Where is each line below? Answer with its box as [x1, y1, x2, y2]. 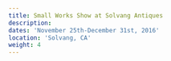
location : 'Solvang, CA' [8, 33, 92, 42]
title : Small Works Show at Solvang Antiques [8, 11, 163, 20]
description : [8, 19, 52, 27]
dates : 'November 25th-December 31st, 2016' [8, 26, 160, 34]
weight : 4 [8, 41, 42, 49]
